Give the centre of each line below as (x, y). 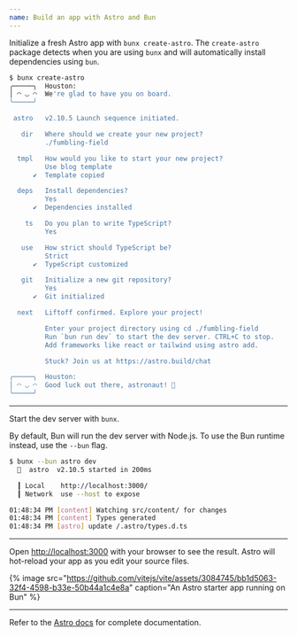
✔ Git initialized (68, 297)
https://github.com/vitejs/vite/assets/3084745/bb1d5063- (171, 578)
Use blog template (79, 167)
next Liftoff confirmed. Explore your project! (110, 313)
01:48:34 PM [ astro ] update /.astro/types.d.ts (99, 527)
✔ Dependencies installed (82, 208)
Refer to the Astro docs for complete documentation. (105, 623)
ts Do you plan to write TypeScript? (99, 223)
